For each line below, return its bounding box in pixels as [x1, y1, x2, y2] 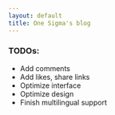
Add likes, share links [19, 72, 90, 81]
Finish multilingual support [19, 97, 108, 107]
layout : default [8, 11, 62, 20]
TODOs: [8, 46, 40, 57]
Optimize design [19, 89, 74, 98]
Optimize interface [19, 81, 81, 90]
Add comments [19, 63, 70, 73]
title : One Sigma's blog [8, 19, 91, 27]
